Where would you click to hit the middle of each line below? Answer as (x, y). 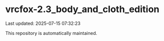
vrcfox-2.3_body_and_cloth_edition (83, 9)
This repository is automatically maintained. (51, 33)
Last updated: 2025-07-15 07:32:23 (43, 23)
